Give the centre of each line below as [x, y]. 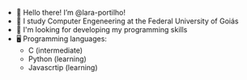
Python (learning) [57, 59]
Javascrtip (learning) [63, 67]
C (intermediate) [55, 50]
